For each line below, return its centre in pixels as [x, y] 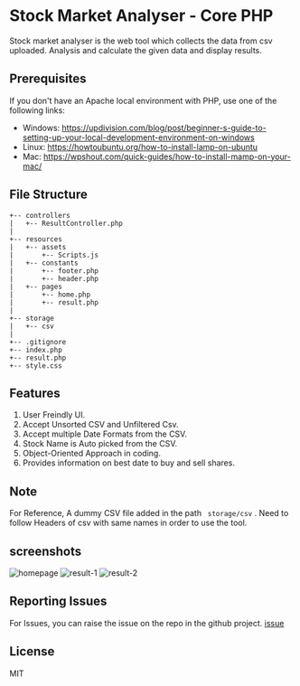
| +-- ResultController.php [66, 223]
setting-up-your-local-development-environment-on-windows [138, 137]
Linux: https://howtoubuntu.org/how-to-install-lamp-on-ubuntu [140, 146]
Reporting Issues [58, 601]
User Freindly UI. [54, 415]
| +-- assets [38, 247]
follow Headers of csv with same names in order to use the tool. [128, 523]
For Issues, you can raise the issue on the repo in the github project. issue [147, 623]
